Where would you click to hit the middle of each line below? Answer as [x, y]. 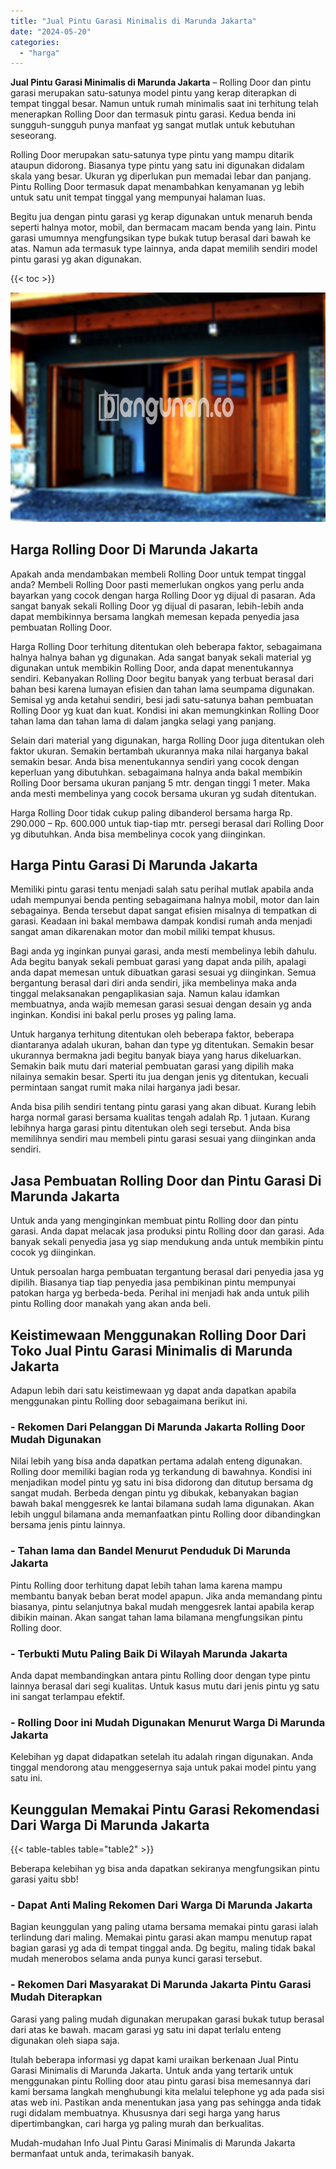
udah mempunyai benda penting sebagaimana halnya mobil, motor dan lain [165, 900]
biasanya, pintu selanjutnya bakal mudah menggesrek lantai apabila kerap [162, 1606]
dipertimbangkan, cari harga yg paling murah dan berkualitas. [137, 2123]
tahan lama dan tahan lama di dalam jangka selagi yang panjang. [143, 721]
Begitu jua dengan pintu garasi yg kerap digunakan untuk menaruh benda [161, 217]
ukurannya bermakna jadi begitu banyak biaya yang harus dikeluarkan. [156, 1056]
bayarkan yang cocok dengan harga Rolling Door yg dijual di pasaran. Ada [163, 595]
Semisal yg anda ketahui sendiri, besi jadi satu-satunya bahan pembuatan [162, 699]
